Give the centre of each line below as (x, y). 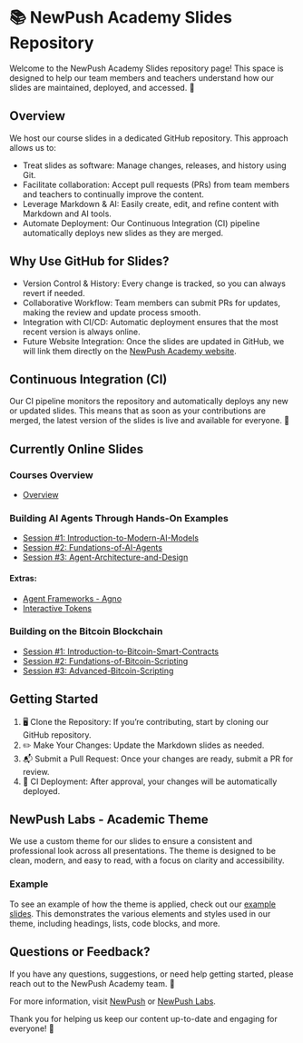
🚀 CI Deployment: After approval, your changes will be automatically (150, 781)
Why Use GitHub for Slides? (89, 261)
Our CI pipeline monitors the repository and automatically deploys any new (149, 402)
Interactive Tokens (57, 608)
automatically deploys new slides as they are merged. (123, 233)
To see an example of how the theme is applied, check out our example (143, 904)
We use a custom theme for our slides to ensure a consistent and (131, 841)
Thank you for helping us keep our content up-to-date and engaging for (144, 1018)
